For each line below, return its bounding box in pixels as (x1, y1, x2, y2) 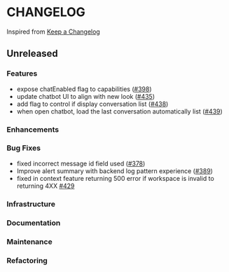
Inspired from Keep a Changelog (6, 27, 101, 36)
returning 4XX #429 (16, 182, 75, 190)
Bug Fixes (6, 143, 41, 153)
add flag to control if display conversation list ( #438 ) (16, 100, 169, 108)
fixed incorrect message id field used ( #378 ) (16, 159, 146, 168)
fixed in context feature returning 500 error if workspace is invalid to (16, 174, 214, 182)
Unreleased (6, 48, 59, 60)
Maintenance (6, 236, 53, 246)
